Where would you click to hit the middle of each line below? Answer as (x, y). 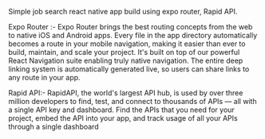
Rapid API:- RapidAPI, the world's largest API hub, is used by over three (126, 93)
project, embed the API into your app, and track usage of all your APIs (123, 118)
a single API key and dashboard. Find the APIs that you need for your (122, 110)
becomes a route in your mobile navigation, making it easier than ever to (127, 44)
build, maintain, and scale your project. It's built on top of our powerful (124, 52)
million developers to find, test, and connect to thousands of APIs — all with (132, 101)
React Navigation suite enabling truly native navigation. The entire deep (126, 60)
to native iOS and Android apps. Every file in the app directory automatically (133, 35)
